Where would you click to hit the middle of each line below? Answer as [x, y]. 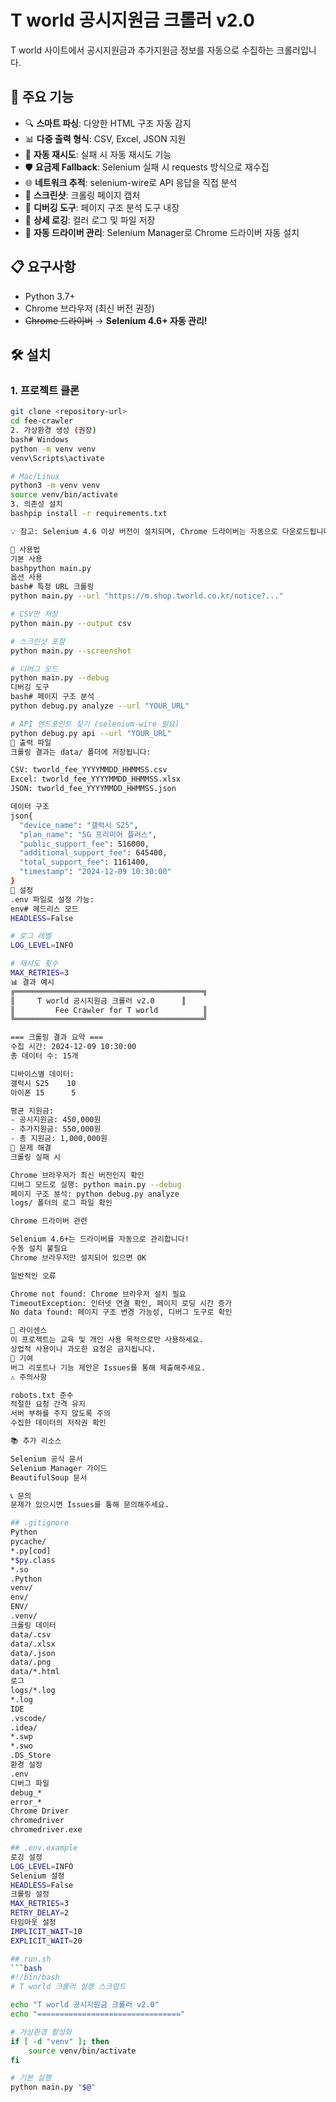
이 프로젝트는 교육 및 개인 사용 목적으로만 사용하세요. [107, 1340]
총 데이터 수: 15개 [44, 1056]
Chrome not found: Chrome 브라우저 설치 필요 [98, 1294]
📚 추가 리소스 [36, 1441]
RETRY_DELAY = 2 [40, 1913]
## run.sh [31, 1959]
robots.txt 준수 [42, 1395]
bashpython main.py [51, 568]
